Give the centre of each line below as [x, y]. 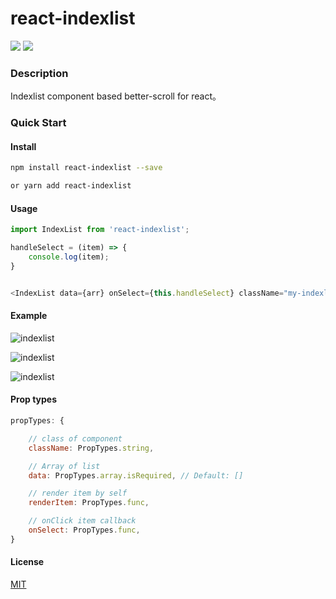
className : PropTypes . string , [91, 448]
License [27, 562]
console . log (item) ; [69, 257]
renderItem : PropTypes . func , [89, 503]
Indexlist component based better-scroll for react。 [116, 96]
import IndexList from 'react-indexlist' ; [100, 230]
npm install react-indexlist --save [86, 168]
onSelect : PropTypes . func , [84, 530]
